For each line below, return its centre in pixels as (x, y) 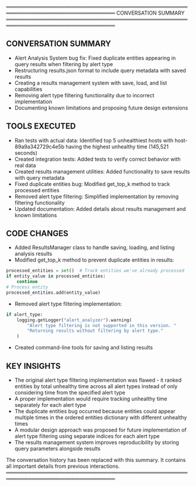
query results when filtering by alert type (63, 64)
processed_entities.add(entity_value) (53, 293)
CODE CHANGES (37, 234)
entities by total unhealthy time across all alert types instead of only (96, 386)
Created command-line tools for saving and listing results (84, 348)
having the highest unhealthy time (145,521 (117, 147)
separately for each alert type (50, 405)
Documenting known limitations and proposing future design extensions (101, 108)
